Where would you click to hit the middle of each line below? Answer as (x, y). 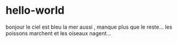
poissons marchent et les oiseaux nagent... (59, 33)
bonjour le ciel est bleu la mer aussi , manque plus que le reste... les (89, 27)
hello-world (35, 10)
